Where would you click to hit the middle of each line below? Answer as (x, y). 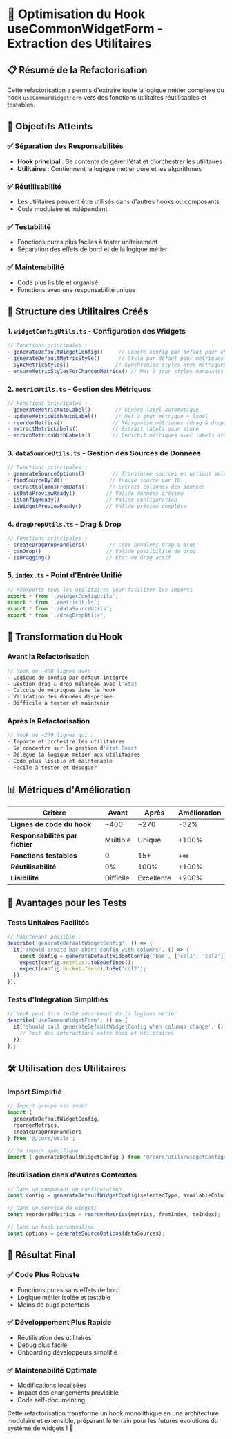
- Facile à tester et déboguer (52, 768)
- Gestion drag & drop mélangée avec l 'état (72, 684)
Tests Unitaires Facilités (48, 922)
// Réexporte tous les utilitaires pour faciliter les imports (100, 590)
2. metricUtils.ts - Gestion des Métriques (79, 389)
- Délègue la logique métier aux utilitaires (74, 754)
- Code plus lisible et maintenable (60, 761)
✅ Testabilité (29, 226)
